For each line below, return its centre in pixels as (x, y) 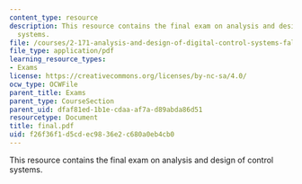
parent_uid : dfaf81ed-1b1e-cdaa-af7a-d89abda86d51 (106, 110)
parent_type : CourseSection (62, 101)
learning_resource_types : (58, 59)
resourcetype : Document (54, 118)
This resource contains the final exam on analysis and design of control (142, 160)
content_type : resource (54, 18)
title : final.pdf (42, 127)
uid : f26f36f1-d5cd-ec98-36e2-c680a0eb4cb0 (92, 135)
